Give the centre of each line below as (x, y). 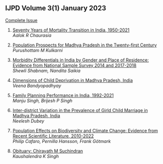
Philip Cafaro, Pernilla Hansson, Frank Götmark (62, 141)
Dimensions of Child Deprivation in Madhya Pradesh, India (72, 80)
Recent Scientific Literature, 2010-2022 (53, 136)
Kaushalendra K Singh (36, 156)
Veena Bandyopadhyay (37, 85)
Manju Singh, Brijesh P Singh (42, 100)
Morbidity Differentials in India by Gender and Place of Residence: (80, 60)
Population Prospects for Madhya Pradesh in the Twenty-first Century (85, 45)
